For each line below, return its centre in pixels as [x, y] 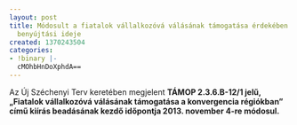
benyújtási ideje [49, 34]
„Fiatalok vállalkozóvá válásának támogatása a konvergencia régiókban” [146, 101]
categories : [31, 51]
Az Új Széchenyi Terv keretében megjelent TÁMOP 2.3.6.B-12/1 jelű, [135, 92]
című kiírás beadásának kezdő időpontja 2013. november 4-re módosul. [144, 111]
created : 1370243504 [48, 42]
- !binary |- [33, 59]
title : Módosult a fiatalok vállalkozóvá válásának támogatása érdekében [149, 26]
